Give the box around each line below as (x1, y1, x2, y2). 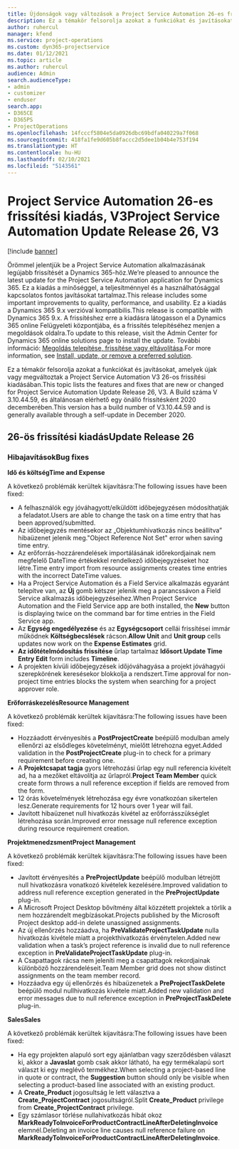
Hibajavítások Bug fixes (7, 452, 90, 462)
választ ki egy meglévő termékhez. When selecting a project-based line (17, 1066, 226, 1074)
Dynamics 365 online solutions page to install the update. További (7, 336, 201, 345)
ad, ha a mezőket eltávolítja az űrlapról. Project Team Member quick (17, 771, 217, 780)
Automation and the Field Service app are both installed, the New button (17, 602, 230, 610)
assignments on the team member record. (17, 971, 141, 980)
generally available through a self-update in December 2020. (7, 410, 186, 419)
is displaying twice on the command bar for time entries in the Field (17, 609, 216, 618)
